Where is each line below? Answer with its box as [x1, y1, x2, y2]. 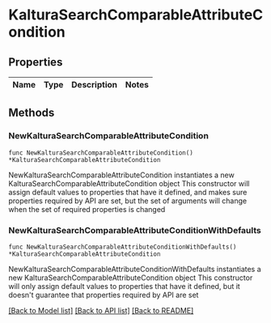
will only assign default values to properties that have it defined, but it [8, 281, 240, 291]
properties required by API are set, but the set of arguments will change [8, 196, 248, 206]
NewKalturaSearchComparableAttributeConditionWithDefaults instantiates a [8, 264, 261, 274]
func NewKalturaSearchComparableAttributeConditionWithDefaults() [8, 243, 237, 251]
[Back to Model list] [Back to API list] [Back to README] [8, 305, 194, 315]
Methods [8, 106, 55, 120]
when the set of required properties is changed [8, 204, 166, 214]
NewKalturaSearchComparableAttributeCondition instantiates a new [8, 170, 235, 180]
